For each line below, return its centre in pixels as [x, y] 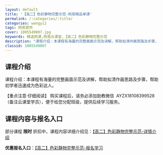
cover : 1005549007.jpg [28, 32]
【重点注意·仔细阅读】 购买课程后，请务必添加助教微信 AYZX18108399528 [80, 96]
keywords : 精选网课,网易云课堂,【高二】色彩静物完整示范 [56, 37]
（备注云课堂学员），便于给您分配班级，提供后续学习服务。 [64, 102]
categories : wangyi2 [26, 23]
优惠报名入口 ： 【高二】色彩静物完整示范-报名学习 [54, 148]
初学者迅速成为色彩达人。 [31, 85]
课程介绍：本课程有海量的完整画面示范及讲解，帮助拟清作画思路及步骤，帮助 [82, 79]
